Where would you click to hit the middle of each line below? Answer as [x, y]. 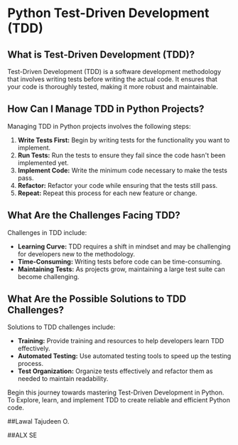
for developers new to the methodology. [76, 253]
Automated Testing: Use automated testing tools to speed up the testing [124, 356]
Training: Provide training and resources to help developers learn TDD [121, 341]
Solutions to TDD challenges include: [61, 327]
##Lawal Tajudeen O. [38, 422]
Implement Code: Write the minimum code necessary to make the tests [122, 170]
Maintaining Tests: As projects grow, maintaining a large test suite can [121, 269]
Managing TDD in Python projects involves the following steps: [99, 126]
